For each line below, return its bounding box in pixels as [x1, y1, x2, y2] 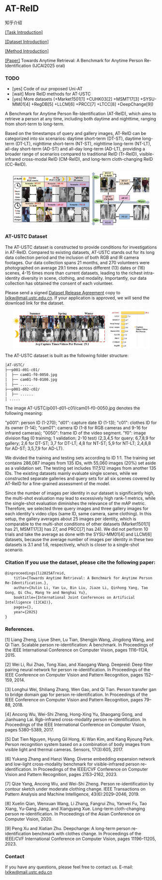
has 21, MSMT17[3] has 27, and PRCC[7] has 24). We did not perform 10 [5, 526, 148, 532]
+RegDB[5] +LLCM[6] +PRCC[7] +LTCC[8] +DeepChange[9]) [31, 102, 154, 107]
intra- [143, 270, 155, 276]
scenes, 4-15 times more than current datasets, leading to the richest [5, 270, 143, 276]
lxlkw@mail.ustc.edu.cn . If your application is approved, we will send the [5, 295, 150, 301]
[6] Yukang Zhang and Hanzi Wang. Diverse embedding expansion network [5, 756, 156, 762]
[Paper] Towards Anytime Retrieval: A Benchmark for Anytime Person [5, 57, 144, 63]
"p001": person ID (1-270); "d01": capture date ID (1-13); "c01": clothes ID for [5, 420, 157, 425]
